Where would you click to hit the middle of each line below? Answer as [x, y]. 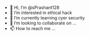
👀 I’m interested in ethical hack [41, 13]
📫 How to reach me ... [32, 28]
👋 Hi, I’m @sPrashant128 [35, 8]
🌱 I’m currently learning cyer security [47, 18]
